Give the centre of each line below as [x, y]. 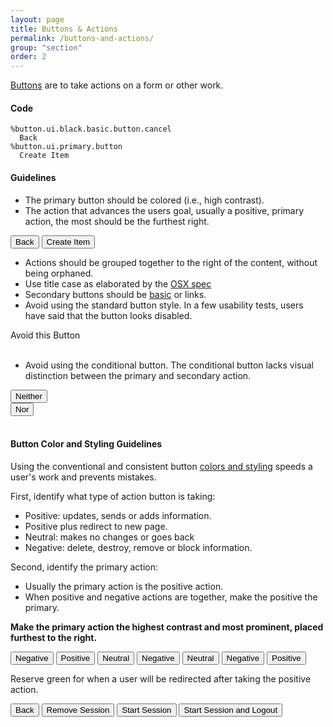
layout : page [37, 19]
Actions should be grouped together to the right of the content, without [171, 262]
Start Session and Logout [230, 709]
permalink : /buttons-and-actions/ [82, 38]
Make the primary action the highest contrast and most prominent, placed [167, 627]
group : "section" [46, 47]
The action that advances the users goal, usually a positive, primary [164, 210]
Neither [29, 396]
